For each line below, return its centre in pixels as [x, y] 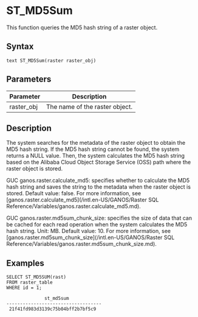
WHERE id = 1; [24, 288]
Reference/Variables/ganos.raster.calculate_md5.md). [73, 206]
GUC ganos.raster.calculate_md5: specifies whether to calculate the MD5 [98, 181]
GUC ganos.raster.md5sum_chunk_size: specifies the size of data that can [99, 218]
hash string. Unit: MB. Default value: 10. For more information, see [89, 231]
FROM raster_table [29, 283]
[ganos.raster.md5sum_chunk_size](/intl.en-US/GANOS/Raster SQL [90, 237]
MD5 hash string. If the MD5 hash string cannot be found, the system [93, 149]
